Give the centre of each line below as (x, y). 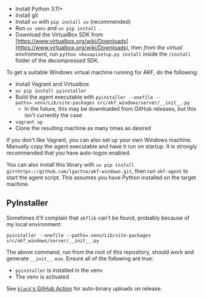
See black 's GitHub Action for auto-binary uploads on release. (84, 288)
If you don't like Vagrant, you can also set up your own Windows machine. (99, 140)
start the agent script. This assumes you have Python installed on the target (101, 178)
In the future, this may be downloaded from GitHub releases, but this (110, 109)
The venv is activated (42, 277)
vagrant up (29, 122)
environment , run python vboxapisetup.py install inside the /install (103, 54)
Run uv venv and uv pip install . (58, 28)
